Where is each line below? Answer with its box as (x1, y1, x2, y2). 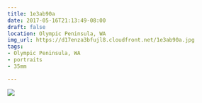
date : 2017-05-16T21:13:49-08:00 (7, 17, 106, 24)
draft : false (7, 23, 46, 30)
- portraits (7, 56, 43, 63)
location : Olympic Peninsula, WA (7, 30, 106, 37)
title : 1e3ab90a (7, 10, 55, 18)
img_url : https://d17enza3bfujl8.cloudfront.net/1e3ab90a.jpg (7, 37, 195, 44)
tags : (7, 43, 23, 50)
